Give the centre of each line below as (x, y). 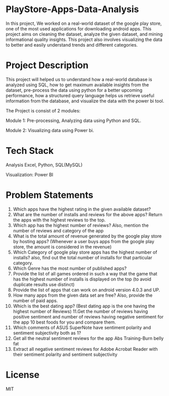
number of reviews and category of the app (58, 230)
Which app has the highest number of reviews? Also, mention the (81, 225)
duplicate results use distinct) (44, 284)
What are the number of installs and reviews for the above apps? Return (88, 214)
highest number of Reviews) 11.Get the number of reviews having (80, 311)
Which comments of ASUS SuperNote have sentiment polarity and (82, 327)
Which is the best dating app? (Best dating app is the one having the (84, 306)
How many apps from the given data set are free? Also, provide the (83, 295)
